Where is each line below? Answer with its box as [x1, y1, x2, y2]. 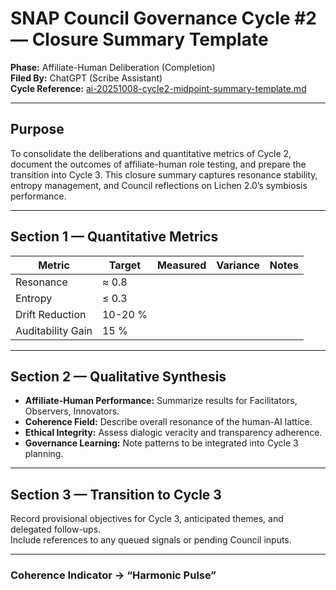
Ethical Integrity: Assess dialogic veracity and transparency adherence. [24, 427, 323, 439]
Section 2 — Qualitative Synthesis [10, 368, 227, 385]
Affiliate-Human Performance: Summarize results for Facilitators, [24, 395, 298, 407]
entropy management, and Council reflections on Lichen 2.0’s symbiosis [10, 179, 308, 191]
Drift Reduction [15, 307, 87, 321]
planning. [24, 448, 64, 460]
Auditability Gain [15, 323, 93, 337]
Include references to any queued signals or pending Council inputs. [10, 534, 292, 546]
